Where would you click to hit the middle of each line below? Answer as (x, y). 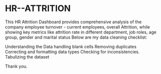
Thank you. (16, 66)
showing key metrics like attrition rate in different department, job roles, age (81, 32)
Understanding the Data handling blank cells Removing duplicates (71, 46)
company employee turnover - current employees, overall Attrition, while (78, 27)
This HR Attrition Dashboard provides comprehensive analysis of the (73, 22)
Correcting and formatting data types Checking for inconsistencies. (72, 52)
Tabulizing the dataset (27, 57)
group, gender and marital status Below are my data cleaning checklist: (76, 37)
